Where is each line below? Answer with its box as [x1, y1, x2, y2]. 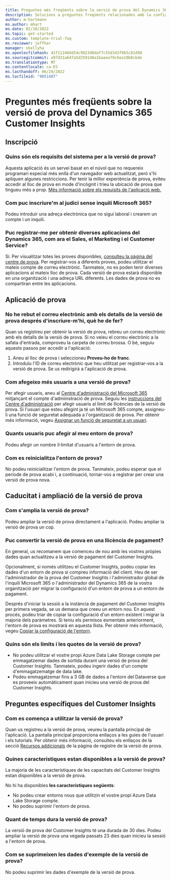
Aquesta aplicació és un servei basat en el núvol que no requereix [5, 164, 144, 171]
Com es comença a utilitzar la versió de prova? [5, 715, 123, 722]
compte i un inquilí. [5, 217, 45, 223]
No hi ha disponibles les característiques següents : [5, 782, 116, 789]
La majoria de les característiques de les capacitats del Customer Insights [5, 767, 160, 773]
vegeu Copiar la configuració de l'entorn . [5, 628, 92, 634]
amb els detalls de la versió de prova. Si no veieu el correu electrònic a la [5, 334, 159, 340]
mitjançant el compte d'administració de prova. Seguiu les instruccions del [5, 395, 162, 401]
